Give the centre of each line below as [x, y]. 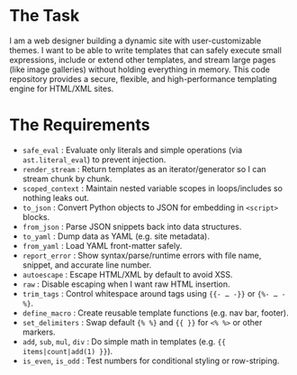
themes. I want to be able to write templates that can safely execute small [145, 50]
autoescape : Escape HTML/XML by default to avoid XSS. [127, 274]
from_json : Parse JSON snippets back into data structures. [132, 226]
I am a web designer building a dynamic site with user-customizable [135, 41]
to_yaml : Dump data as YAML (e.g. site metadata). [116, 236]
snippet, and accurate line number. [87, 265]
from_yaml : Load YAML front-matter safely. [102, 245]
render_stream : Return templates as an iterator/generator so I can [144, 169]
